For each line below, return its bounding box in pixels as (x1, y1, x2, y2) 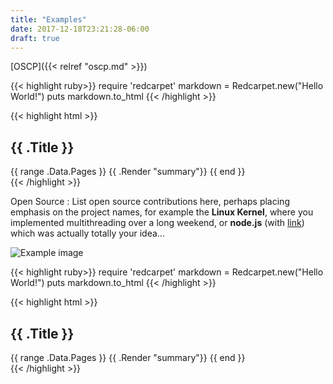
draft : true (10, 33, 60, 43)
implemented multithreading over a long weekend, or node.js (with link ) (10, 217, 305, 229)
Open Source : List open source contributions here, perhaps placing (10, 196, 290, 208)
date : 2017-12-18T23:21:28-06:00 (10, 24, 150, 34)
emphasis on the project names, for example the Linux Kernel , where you (10, 206, 314, 218)
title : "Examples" (10, 14, 87, 25)
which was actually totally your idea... (10, 227, 165, 240)
